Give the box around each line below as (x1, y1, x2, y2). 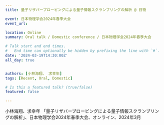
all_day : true (5, 57, 35, 62)
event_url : (5, 21, 28, 26)
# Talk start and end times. (5, 43, 66, 49)
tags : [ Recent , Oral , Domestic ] (5, 75, 72, 80)
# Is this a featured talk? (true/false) (5, 84, 93, 90)
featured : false (5, 89, 39, 94)
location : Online (5, 30, 41, 35)
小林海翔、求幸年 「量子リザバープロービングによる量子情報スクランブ (5, 108, 151, 114)
